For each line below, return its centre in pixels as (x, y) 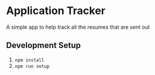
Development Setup (43, 45)
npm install (29, 60)
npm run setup (32, 66)
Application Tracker (56, 11)
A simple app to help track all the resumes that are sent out (78, 27)
